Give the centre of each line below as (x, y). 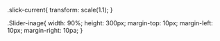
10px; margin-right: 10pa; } (45, 30)
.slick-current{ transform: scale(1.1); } (60, 10)
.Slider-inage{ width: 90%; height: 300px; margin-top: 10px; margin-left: (110, 23)
